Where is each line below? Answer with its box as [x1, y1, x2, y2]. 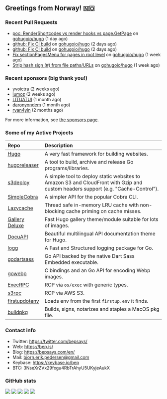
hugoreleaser [7, 162, 39, 169]
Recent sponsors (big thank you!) [5, 74, 88, 81]
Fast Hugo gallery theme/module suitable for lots [44, 216, 159, 223]
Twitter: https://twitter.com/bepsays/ [12, 338, 88, 344]
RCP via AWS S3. [44, 289, 85, 296]
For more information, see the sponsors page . [5, 117, 99, 123]
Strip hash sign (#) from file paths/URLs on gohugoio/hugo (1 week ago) [12, 62, 160, 68]
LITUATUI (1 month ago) [12, 96, 62, 102]
